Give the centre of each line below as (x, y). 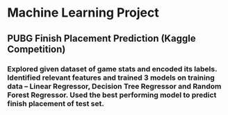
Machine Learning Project (83, 13)
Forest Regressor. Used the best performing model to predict (112, 95)
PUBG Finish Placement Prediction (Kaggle (101, 38)
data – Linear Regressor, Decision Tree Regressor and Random (114, 86)
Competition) (36, 49)
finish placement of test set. (56, 103)
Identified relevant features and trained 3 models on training (111, 78)
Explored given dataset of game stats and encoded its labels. (112, 69)
